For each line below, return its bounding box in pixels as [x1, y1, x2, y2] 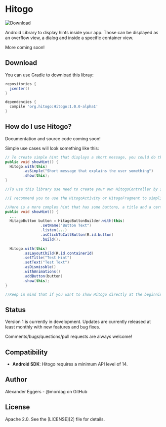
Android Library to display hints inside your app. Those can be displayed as [5, 29, 159, 35]
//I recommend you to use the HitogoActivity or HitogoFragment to [5, 196, 147, 201]
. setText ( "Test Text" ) [23, 260, 70, 265]
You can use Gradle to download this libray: [5, 72, 94, 78]
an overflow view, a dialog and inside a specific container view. [5, 35, 133, 41]
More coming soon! [5, 44, 45, 50]
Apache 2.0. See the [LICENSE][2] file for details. [5, 416, 105, 422]
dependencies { [5, 100, 37, 105]
